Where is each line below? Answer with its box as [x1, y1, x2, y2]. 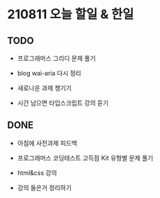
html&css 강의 [17, 169, 57, 177]
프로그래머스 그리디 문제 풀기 [17, 54, 96, 62]
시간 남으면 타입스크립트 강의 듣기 [17, 99, 109, 107]
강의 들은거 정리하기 [17, 183, 72, 192]
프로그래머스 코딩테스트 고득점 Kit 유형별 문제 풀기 [17, 153, 154, 162]
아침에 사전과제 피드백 [17, 139, 78, 147]
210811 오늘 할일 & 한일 [7, 6, 134, 22]
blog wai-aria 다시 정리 [17, 69, 81, 77]
